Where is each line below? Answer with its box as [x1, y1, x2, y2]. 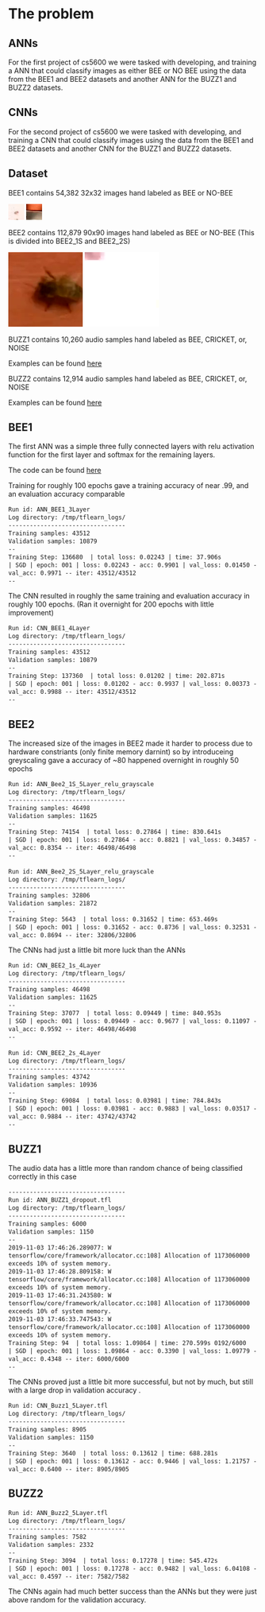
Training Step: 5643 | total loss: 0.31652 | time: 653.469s [8, 916, 218, 924]
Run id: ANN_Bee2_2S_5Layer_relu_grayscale [8, 868, 155, 876]
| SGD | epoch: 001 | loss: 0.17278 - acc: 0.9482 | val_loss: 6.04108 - [8, 1564, 258, 1572]
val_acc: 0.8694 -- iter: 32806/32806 [8, 932, 136, 940]
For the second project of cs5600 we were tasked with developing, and [8, 126, 242, 136]
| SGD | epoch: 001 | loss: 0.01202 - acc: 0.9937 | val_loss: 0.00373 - [8, 680, 258, 688]
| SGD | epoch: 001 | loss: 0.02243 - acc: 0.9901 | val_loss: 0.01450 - [8, 561, 258, 569]
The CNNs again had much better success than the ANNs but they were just [8, 1587, 258, 1596]
